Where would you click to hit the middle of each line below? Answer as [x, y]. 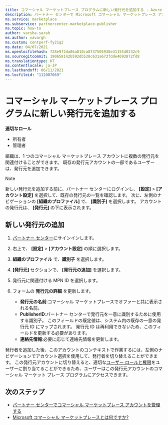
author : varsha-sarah [28, 33]
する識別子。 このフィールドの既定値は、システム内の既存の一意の [88, 320]
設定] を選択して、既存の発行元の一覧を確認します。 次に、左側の [90, 195]
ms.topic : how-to [23, 28]
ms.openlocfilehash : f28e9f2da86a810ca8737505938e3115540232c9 [72, 51]
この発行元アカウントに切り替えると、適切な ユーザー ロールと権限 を [85, 362]
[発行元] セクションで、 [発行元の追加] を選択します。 [68, 269]
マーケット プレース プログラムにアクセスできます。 [77, 374]
